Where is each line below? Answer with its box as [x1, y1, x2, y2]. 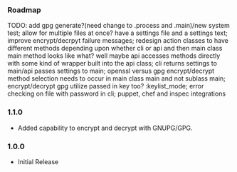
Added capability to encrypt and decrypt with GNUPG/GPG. [17, 123, 194, 132]
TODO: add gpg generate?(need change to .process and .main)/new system [7, 21, 230, 30]
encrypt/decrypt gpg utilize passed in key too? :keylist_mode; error [7, 82, 204, 91]
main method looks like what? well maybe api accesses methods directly [7, 51, 221, 60]
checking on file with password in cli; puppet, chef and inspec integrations [7, 89, 226, 98]
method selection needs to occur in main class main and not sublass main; [7, 74, 226, 83]
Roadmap [7, 5, 41, 15]
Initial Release [17, 157, 59, 166]
